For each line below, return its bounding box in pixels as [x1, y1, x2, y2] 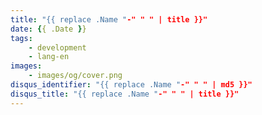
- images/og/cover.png [28, 71, 123, 81]
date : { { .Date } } [10, 24, 87, 34]
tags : [10, 33, 33, 43]
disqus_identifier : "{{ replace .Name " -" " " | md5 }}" [10, 80, 253, 90]
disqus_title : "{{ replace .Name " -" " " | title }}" [10, 89, 240, 99]
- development [28, 42, 87, 53]
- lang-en [28, 52, 70, 62]
